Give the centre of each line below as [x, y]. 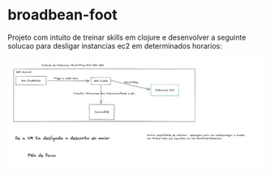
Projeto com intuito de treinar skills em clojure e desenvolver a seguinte [127, 37]
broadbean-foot [63, 15]
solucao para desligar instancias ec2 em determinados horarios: [115, 45]
